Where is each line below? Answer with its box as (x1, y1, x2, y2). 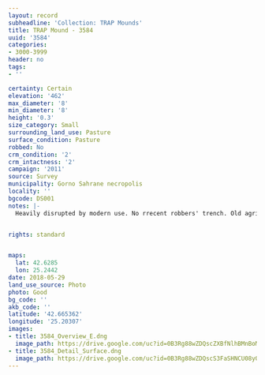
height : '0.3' (8, 114, 55, 122)
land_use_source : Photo (8, 281, 87, 289)
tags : (8, 63, 26, 71)
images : (8, 325, 34, 333)
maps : (8, 252, 26, 260)
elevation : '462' (8, 92, 65, 99)
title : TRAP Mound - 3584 (8, 26, 93, 34)
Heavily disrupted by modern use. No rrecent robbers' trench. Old (15, 209, 242, 217)
